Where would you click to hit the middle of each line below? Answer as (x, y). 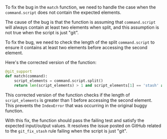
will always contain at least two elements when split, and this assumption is (82, 27)
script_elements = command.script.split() (59, 81)
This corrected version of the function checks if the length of (68, 95)
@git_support (19, 71)
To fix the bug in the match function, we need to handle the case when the (81, 7)
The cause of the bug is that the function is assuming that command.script (80, 22)
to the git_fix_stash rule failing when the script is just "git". (66, 131)
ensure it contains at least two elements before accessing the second (76, 47)
